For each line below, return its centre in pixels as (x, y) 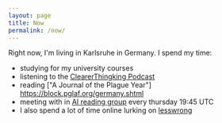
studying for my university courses (77, 68)
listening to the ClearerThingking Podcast (87, 77)
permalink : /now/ (37, 30)
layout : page (30, 15)
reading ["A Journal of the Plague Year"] (86, 85)
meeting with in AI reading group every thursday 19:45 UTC (117, 102)
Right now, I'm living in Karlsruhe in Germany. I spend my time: (110, 53)
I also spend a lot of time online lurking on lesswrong (106, 110)
